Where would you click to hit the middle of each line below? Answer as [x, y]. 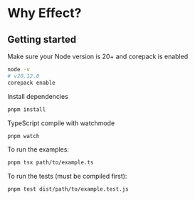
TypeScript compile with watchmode [61, 123]
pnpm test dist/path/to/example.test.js [68, 189]
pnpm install [27, 109]
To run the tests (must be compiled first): [67, 177]
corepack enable [31, 83]
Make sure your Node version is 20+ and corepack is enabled [98, 56]
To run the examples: [38, 149]
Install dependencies [38, 96]
